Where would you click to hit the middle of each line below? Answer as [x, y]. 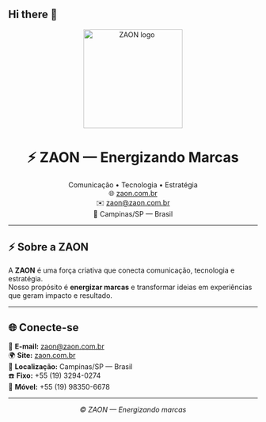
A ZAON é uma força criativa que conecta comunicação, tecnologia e [122, 270]
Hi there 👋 [33, 15]
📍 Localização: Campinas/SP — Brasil [70, 367]
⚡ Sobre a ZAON [49, 247]
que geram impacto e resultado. [61, 295]
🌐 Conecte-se [44, 328]
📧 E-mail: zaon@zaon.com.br [56, 347]
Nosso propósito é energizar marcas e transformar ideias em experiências [130, 287]
